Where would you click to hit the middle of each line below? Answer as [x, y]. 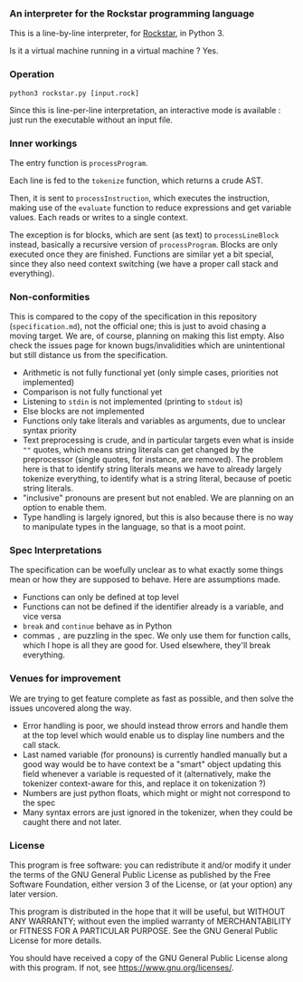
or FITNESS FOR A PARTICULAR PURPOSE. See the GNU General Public [144, 931]
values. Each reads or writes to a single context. [99, 217]
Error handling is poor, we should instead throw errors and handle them [155, 725]
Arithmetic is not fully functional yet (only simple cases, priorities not [150, 373]
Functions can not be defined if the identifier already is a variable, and [153, 607]
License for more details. [56, 940]
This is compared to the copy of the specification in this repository [133, 316]
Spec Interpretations [56, 550]
